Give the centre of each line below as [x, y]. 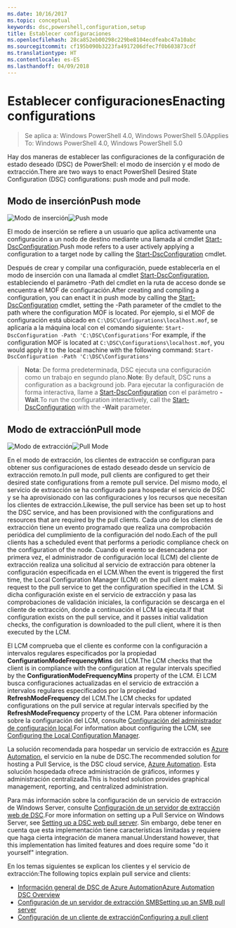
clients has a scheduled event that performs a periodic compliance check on [118, 542]
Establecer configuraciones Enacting [117, 101]
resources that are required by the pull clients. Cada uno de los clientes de [115, 520]
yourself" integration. [38, 853]
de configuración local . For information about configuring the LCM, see [109, 728]
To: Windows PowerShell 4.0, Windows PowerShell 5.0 [103, 143]
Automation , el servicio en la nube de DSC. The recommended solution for [114, 757]
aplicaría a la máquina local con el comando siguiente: [86, 327]
